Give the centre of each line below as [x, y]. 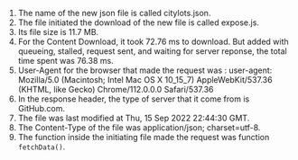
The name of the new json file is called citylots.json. [114, 13]
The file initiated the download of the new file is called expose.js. [139, 22]
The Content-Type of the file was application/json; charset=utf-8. [139, 128]
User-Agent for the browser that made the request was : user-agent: [145, 70]
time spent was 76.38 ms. [66, 61]
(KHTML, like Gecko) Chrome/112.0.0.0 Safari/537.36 [116, 89]
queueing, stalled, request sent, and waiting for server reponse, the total [152, 51]
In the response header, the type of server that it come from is [134, 99]
